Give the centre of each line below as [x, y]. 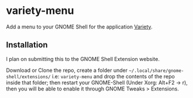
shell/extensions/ [28, 77]
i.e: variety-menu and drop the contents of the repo [113, 76]
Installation [27, 45]
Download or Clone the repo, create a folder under [67, 70]
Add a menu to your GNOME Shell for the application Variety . [80, 27]
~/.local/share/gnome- [156, 71]
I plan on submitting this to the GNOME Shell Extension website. [83, 59]
